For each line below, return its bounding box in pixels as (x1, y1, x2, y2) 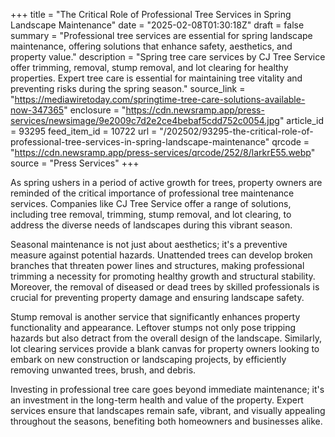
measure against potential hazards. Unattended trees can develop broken (10, 249, 313, 261)
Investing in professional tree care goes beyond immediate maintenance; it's (10, 384, 325, 395)
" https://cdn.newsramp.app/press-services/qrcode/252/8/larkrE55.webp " (10, 147, 316, 158)
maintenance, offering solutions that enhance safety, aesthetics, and (10, 40, 293, 52)
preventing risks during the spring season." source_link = (10, 83, 246, 94)
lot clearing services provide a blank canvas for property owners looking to (10, 343, 320, 354)
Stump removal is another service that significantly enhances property (10, 311, 301, 323)
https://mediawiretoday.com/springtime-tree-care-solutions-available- (14, 94, 306, 105)
